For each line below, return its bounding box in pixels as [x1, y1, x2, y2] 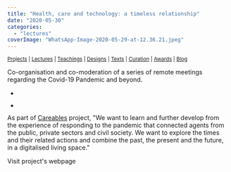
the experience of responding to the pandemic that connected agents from [7, 121, 225, 130]
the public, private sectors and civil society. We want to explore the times [7, 128, 220, 137]
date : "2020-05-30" [7, 17, 65, 24]
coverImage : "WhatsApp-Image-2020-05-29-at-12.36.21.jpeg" [7, 37, 185, 44]
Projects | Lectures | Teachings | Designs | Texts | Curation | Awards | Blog [7, 55, 188, 63]
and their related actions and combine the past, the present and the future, [7, 136, 224, 145]
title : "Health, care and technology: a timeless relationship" [7, 10, 200, 18]
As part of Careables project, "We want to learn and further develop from [7, 114, 220, 122]
